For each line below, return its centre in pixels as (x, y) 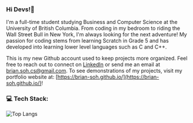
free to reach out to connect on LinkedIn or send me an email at (83, 64)
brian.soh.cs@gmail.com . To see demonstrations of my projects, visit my (94, 71)
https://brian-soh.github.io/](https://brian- (108, 77)
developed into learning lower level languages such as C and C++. (86, 47)
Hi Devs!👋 (21, 9)
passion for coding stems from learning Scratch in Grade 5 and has (87, 41)
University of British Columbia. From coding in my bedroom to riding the (93, 28)
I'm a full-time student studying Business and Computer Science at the (92, 22)
